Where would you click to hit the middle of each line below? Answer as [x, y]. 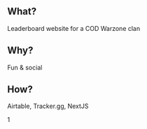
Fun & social [25, 67]
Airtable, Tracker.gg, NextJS [48, 106]
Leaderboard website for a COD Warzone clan [74, 28]
